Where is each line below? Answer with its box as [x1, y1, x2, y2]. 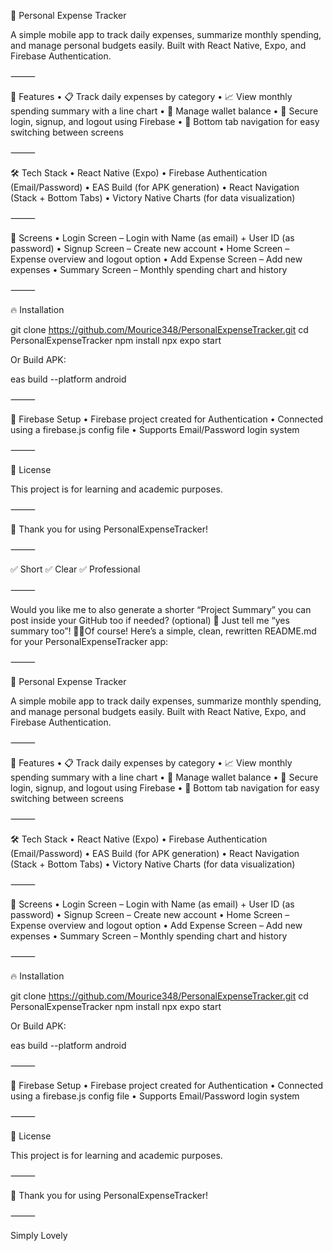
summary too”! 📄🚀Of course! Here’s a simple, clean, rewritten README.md [10, 625, 317, 637]
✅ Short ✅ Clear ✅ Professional [10, 563, 141, 575]
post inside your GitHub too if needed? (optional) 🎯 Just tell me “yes [10, 615, 290, 626]
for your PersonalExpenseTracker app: [10, 636, 169, 647]
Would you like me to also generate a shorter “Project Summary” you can [10, 604, 312, 615]
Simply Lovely [10, 1230, 68, 1241]
